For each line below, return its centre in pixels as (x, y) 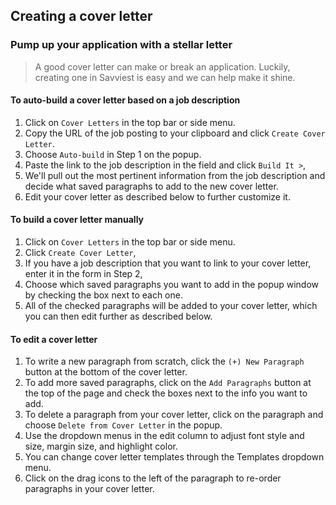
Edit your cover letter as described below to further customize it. (157, 196)
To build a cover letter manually (77, 220)
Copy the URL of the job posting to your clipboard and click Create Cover (175, 133)
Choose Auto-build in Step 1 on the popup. (113, 154)
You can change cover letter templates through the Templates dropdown (174, 457)
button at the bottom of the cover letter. (106, 372)
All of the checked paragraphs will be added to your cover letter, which (171, 306)
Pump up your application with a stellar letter (121, 45)
